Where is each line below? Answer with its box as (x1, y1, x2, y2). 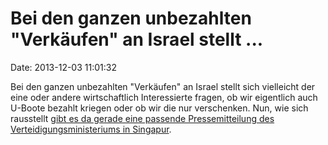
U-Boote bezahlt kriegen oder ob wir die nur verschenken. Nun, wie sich (10, 102, 309, 114)
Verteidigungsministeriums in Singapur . (10, 123, 172, 135)
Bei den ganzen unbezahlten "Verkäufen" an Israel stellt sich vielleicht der (10, 80, 316, 92)
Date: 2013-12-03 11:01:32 (10, 61, 117, 73)
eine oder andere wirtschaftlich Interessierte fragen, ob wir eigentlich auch (10, 91, 318, 103)
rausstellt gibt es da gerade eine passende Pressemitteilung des (10, 112, 275, 124)
